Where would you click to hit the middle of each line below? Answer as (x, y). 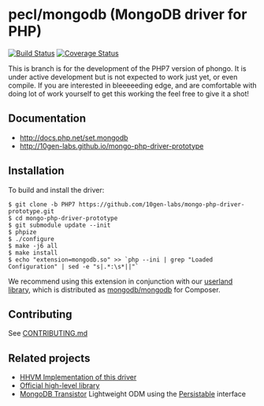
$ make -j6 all (33, 246)
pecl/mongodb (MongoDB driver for (128, 15)
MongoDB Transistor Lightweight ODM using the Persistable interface (133, 394)
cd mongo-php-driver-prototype (67, 218)
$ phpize (22, 232)
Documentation (47, 119)
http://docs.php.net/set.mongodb (74, 137)
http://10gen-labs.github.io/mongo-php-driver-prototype (112, 146)
